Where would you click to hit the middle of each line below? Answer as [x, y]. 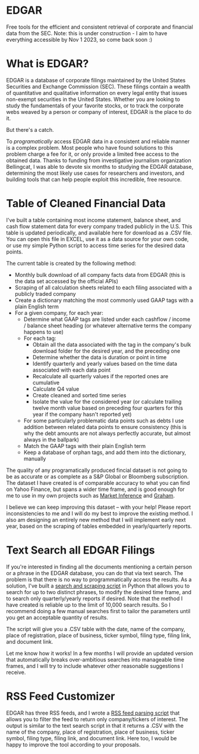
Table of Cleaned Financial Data [86, 204]
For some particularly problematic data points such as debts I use [104, 421]
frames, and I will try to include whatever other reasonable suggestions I [94, 666]
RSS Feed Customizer [61, 696]
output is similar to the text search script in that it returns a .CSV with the [95, 725]
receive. [16, 672]
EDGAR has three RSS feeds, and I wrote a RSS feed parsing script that [93, 713]
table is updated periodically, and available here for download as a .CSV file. [99, 233]
